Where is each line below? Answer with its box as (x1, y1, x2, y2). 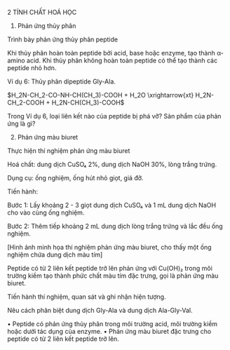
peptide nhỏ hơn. (7, 64, 57, 72)
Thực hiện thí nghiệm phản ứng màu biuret (7, 147, 130, 155)
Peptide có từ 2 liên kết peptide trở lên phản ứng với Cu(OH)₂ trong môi (7, 264, 212, 272)
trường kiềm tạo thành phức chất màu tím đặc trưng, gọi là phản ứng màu (7, 271, 219, 280)
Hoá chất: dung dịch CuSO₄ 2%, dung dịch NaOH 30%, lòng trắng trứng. (7, 160, 217, 168)
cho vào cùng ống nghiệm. (7, 208, 85, 217)
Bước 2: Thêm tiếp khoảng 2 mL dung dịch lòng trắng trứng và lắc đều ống (7, 222, 223, 230)
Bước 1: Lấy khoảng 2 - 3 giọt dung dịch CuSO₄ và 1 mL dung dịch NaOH (7, 201, 216, 209)
